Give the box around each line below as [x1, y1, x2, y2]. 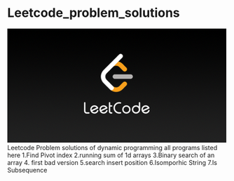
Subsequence [7, 166, 48, 174]
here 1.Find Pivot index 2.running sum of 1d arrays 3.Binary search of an [7, 151, 215, 159]
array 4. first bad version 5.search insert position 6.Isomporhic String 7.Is [7, 158, 217, 166]
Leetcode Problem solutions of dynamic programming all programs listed [7, 143, 218, 152]
